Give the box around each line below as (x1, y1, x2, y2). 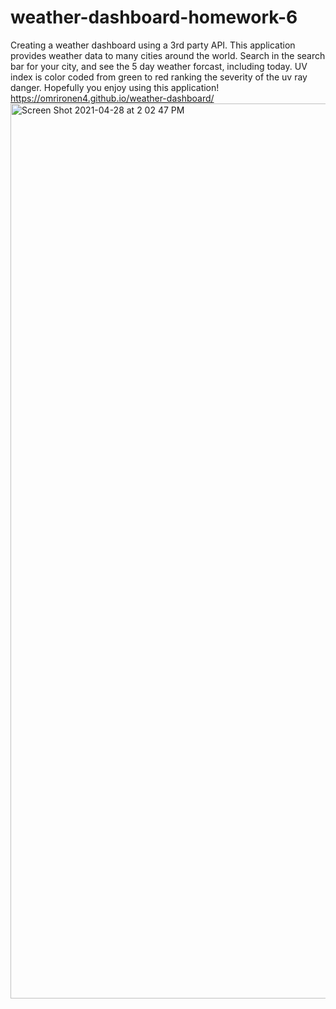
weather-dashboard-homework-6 (10, 6, 298, 29)
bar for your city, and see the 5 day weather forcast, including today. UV (10, 60, 308, 72)
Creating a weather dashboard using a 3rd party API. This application (10, 39, 296, 51)
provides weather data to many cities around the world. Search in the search (10, 49, 326, 61)
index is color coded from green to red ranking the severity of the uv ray (10, 71, 308, 83)
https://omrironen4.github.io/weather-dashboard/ (10, 92, 215, 104)
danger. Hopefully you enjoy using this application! (10, 81, 220, 93)
